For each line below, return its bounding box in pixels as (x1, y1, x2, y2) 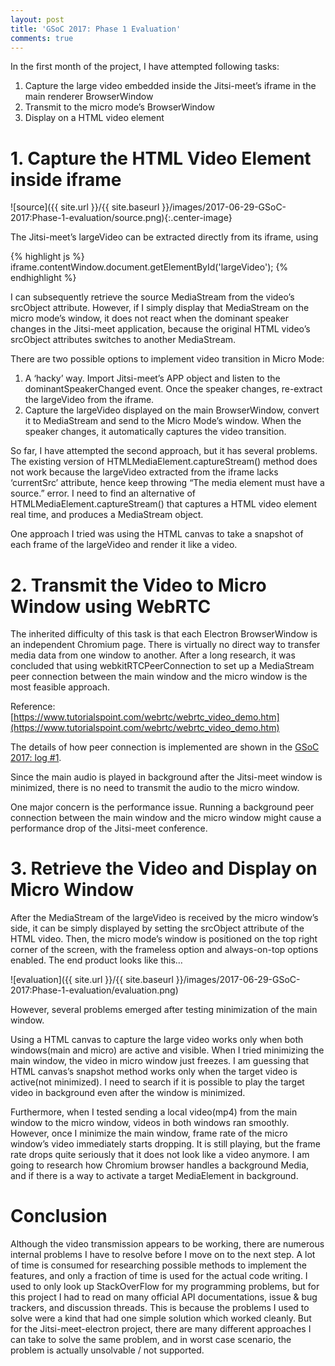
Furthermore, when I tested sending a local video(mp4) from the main (10, 1106, 298, 1118)
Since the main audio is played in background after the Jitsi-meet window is (10, 771, 323, 783)
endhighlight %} (10, 272, 77, 284)
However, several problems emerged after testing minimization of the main (10, 1004, 318, 1016)
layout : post (10, 14, 65, 25)
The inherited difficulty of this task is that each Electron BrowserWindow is (10, 628, 318, 640)
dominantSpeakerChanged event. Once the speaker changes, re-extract (24, 383, 323, 395)
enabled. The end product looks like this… (10, 954, 183, 966)
